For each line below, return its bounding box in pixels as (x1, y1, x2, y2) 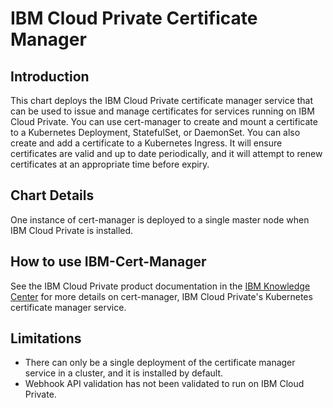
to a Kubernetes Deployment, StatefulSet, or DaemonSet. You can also (10, 127, 301, 138)
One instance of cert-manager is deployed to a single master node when (10, 213, 310, 226)
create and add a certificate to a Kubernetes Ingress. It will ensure (10, 137, 283, 149)
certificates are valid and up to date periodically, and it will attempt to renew (10, 148, 323, 159)
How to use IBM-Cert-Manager (10, 253, 207, 271)
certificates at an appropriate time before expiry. (10, 158, 210, 170)
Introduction (10, 68, 90, 85)
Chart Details (10, 187, 95, 204)
